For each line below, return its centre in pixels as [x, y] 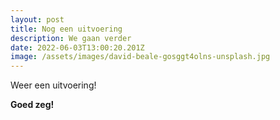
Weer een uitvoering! [53, 85]
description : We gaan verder [71, 38]
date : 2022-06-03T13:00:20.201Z [77, 47]
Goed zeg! [32, 105]
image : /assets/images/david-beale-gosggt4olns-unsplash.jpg [140, 57]
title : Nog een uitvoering [66, 29]
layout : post [37, 19]
